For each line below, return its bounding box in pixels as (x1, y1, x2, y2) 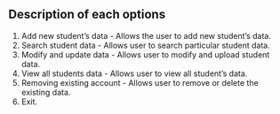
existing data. (20, 87, 71, 97)
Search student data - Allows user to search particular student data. (20, 40, 270, 50)
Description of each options (8, 7, 166, 22)
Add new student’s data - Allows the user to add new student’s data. (20, 30, 272, 41)
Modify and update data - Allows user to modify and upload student (20, 49, 270, 60)
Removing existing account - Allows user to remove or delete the (20, 77, 259, 87)
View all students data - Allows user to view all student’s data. (20, 68, 248, 79)
